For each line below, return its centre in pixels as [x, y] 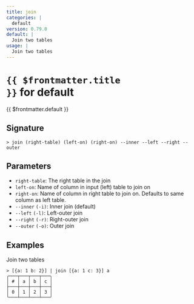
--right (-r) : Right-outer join [52, 219]
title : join [21, 12]
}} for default [40, 92]
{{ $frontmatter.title [63, 80]
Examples [25, 245]
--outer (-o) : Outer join [45, 226]
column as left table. [40, 200]
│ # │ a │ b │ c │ [29, 282]
